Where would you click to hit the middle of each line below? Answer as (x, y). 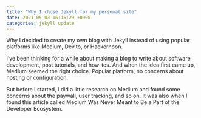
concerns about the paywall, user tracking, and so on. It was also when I (97, 96)
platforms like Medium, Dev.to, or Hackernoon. (65, 47)
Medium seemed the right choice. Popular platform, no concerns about (95, 71)
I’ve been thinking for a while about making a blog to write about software (98, 59)
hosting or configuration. (37, 78)
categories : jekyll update (40, 23)
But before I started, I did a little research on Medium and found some (93, 90)
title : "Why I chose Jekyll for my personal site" (72, 12)
